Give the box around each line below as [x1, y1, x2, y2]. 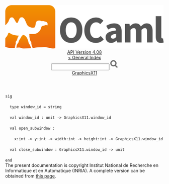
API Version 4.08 [67, 49, 102, 55]
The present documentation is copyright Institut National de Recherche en [5, 162, 158, 168]
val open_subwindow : [10, 126, 55, 131]
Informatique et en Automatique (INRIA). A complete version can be [5, 168, 145, 174]
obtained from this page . [5, 173, 56, 179]
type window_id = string [10, 105, 62, 110]
